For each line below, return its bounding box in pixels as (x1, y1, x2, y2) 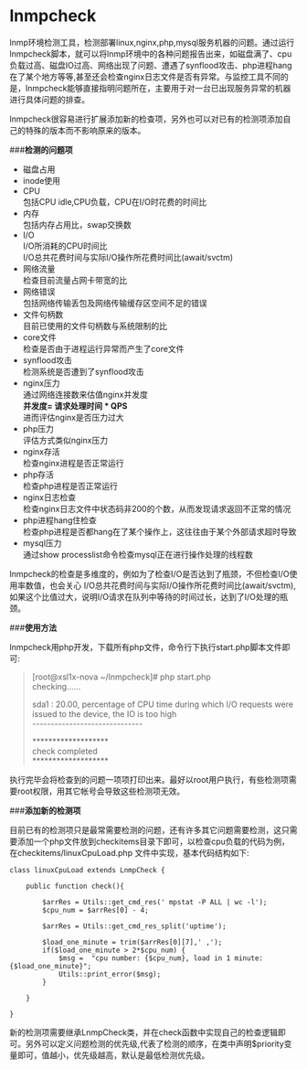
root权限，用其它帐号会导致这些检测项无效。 (16, 786, 185, 796)
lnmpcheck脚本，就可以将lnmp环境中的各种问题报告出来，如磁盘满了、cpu (9, 48, 292, 59)
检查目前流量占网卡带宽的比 (22, 274, 128, 285)
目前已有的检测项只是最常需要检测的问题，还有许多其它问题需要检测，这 (9, 824, 281, 835)
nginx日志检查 (22, 491, 76, 503)
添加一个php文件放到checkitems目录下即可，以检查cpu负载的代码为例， (16, 836, 291, 847)
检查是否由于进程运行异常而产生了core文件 (22, 343, 185, 354)
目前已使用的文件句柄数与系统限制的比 (22, 320, 167, 331)
